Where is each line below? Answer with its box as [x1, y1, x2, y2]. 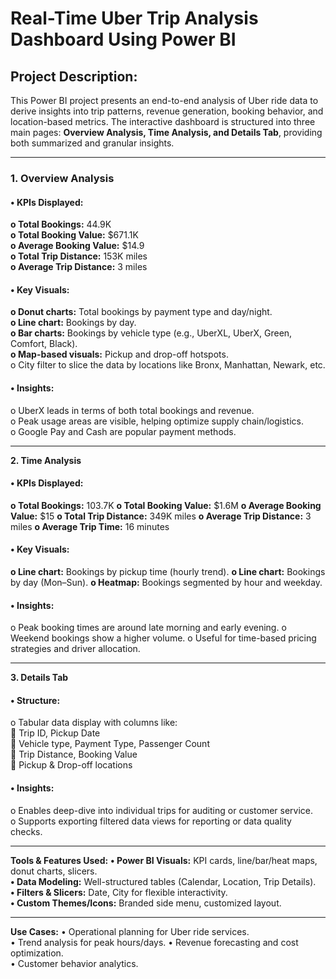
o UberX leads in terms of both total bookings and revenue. [10, 404, 255, 416]
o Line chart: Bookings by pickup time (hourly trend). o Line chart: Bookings [10, 565, 326, 577]
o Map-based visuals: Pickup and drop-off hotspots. [10, 348, 229, 361]
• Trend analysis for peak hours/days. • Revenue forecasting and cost [10, 936, 299, 948]
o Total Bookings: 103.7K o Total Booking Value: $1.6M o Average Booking [10, 499, 322, 511]
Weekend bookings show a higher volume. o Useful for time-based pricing [10, 632, 317, 644]
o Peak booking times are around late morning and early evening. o [10, 622, 287, 634]
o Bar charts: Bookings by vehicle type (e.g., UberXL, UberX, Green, [10, 327, 293, 339]
